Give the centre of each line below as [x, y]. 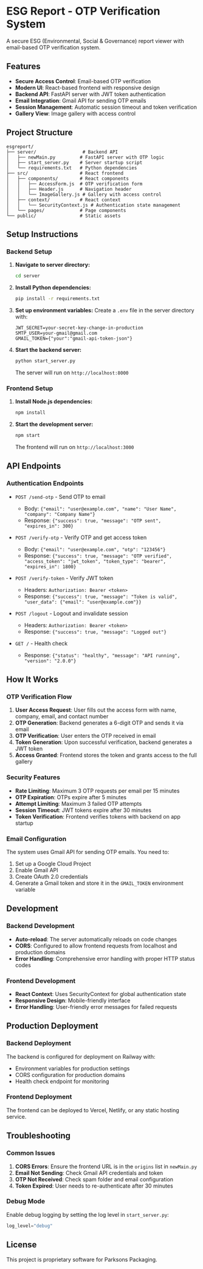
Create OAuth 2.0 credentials [51, 876]
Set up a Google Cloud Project [53, 864]
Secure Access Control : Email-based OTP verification [83, 81]
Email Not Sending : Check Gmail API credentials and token [89, 1173]
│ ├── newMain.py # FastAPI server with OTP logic [85, 157]
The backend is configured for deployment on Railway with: [81, 1056]
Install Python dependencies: [53, 287]
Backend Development [40, 926]
